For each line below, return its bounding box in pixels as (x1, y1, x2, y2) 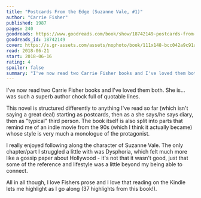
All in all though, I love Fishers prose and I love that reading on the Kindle (6, 179, 186, 186)
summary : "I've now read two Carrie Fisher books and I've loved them (6, 70, 186, 76)
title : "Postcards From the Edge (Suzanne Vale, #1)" (6, 8, 144, 15)
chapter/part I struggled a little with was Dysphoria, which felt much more (6, 148, 187, 155)
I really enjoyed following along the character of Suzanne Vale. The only (6, 142, 184, 149)
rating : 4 (6, 59, 31, 65)
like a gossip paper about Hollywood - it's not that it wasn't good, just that (6, 154, 188, 162)
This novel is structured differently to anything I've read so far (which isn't (6, 104, 188, 112)
